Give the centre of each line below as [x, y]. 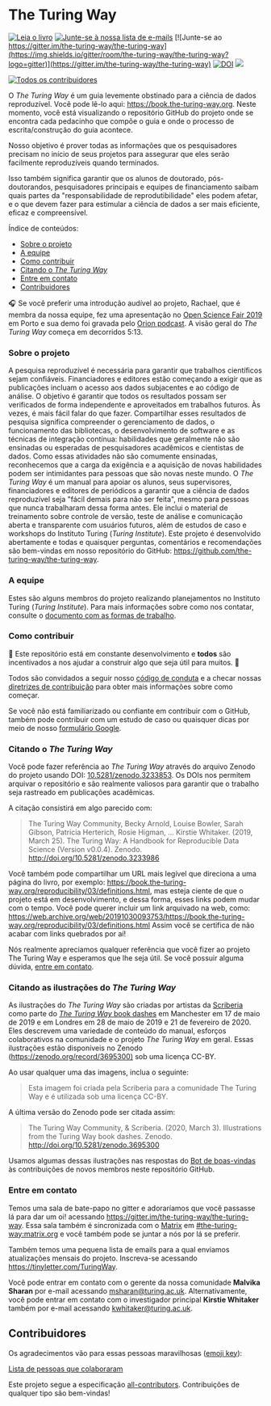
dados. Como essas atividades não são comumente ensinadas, [113, 456]
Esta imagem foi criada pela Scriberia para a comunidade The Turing [142, 1088]
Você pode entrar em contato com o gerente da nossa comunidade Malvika [134, 1282]
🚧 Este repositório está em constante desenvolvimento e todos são [120, 653]
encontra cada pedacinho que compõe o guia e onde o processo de [121, 121]
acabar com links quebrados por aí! [67, 934]
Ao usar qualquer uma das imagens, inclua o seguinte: [99, 1072]
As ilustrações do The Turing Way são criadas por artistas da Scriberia [126, 1005]
